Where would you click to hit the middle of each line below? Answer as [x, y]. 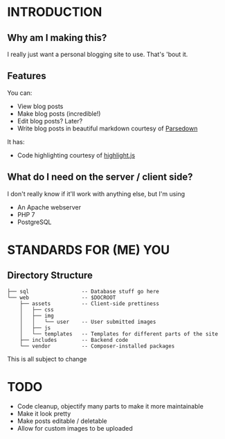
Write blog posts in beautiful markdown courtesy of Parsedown [107, 128]
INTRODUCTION [55, 12]
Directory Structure [50, 276]
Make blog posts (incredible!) [59, 113]
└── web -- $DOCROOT [62, 298]
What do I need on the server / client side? [100, 177]
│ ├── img [37, 316]
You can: [20, 93]
